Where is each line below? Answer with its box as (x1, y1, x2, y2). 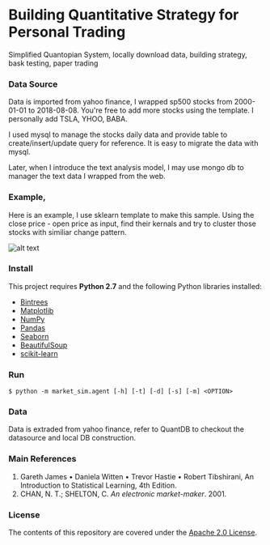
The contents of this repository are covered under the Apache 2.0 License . (8, 528, 257, 538)
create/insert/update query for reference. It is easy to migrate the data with (8, 138, 259, 148)
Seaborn (19, 331, 49, 341)
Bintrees (19, 297, 49, 307)
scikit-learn (19, 348, 58, 358)
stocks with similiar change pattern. (8, 227, 127, 236)
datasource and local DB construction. (8, 433, 136, 443)
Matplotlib (19, 305, 54, 315)
